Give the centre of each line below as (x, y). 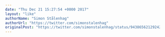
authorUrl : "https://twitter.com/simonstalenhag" (57, 23)
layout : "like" (21, 14)
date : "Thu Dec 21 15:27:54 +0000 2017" (47, 9)
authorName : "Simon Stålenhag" (37, 18)
